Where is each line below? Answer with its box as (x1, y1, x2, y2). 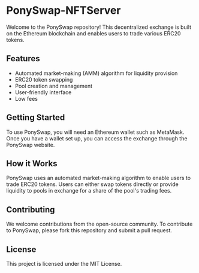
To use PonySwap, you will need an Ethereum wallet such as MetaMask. (6, 128, 185, 136)
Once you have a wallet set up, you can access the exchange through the (6, 134, 188, 142)
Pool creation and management (14, 82, 93, 89)
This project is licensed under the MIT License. (6, 260, 122, 267)
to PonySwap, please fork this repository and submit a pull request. (6, 227, 172, 234)
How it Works (6, 158, 58, 169)
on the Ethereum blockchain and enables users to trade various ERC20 (6, 29, 181, 37)
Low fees (14, 95, 38, 102)
